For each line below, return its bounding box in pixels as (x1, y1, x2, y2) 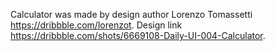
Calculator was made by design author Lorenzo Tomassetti (10, 9, 253, 20)
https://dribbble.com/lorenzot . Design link (10, 19, 183, 31)
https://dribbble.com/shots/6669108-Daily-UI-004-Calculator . (10, 30, 266, 41)
